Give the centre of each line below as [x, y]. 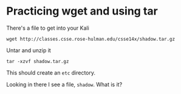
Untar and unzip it [29, 50]
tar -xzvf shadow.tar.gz [38, 61]
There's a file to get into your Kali [48, 28]
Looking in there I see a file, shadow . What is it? [64, 84]
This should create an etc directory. [51, 72]
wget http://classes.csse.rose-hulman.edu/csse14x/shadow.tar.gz [90, 39]
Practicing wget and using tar [82, 11]
